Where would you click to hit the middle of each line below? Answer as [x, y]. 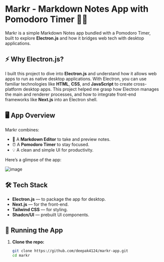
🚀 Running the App [34, 230]
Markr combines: [22, 130]
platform [13, 89]
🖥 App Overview [30, 116]
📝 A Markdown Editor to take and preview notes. [61, 139]
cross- [140, 84]
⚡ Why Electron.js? [34, 59]
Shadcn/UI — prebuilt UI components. [51, 215]
